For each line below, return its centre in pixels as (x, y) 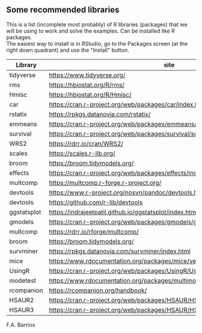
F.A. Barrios (21, 325)
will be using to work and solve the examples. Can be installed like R (91, 31)
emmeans (23, 124)
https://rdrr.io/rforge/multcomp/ (94, 231)
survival (20, 134)
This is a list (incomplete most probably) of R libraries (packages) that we (97, 24)
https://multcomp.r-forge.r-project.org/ (105, 182)
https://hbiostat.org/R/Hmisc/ (90, 95)
